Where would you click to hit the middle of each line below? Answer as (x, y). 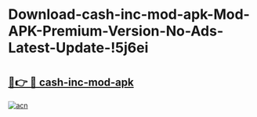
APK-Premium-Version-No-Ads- (116, 31)
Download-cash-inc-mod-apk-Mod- (129, 15)
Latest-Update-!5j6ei (78, 48)
